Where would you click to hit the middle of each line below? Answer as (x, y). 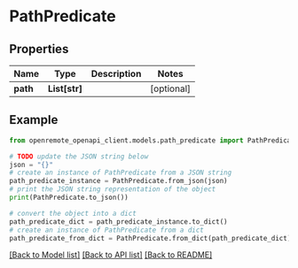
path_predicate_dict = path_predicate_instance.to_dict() (118, 222)
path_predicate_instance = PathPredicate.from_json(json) (118, 181)
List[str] (65, 88)
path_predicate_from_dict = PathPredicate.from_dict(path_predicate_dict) (150, 238)
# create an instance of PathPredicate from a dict (106, 230)
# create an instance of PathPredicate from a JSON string (121, 173)
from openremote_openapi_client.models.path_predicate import (126, 140)
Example (34, 120)
